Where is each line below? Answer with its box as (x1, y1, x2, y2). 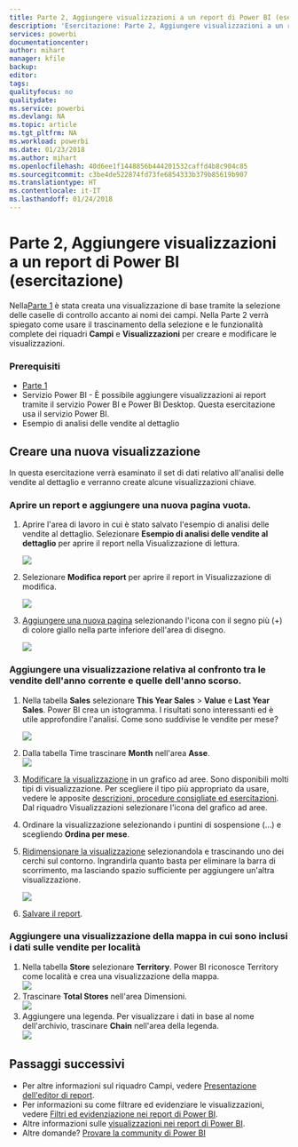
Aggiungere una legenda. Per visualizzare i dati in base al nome (21, 1010, 255, 1022)
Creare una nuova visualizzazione (9, 443, 201, 458)
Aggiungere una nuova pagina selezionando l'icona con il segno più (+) (21, 615, 283, 626)
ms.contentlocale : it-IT (9, 187, 101, 195)
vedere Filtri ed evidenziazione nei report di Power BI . (21, 1108, 219, 1119)
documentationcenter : (9, 37, 90, 47)
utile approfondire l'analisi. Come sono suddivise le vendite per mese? (21, 713, 279, 724)
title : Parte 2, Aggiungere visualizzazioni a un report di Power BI (9, 12, 272, 22)
